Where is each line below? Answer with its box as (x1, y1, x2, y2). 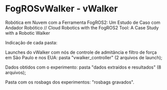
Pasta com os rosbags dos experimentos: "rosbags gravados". (5, 79, 134, 85)
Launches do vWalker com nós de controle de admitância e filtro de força (5, 49, 157, 55)
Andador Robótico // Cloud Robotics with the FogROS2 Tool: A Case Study (5, 24, 159, 30)
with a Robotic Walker (5, 30, 50, 36)
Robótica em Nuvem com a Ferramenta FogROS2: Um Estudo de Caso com (5, 19, 160, 25)
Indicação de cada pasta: (5, 39, 58, 45)
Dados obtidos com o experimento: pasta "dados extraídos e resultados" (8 (5, 64, 161, 70)
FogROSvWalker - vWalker (5, 3, 118, 14)
